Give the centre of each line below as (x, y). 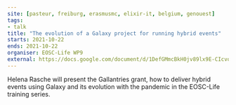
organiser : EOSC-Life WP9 (45, 53)
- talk (17, 27)
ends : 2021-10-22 (33, 46)
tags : (15, 20)
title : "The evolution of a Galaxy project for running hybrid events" (114, 33)
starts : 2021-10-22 (36, 40)
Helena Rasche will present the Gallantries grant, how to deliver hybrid (109, 79)
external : (22, 59)
